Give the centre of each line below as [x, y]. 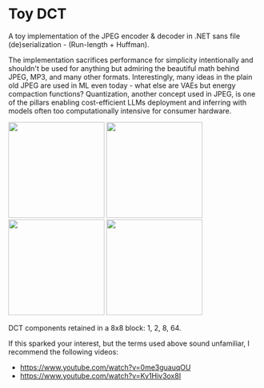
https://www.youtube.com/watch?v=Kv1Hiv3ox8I [100, 375]
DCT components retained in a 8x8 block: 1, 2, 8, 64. [95, 327]
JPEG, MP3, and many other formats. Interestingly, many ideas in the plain [130, 77]
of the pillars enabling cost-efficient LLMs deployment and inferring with [128, 102]
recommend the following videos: [63, 351]
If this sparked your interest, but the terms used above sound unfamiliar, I [129, 343]
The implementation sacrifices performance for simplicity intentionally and [131, 60]
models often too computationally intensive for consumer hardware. [120, 111]
